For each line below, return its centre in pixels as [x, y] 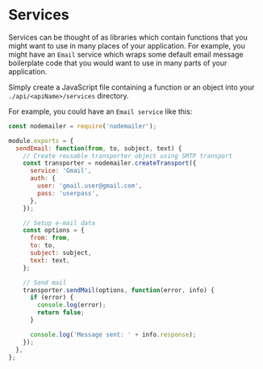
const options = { [54, 231]
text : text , [50, 260]
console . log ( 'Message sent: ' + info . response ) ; [113, 334]
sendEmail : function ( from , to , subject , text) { [99, 148]
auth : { [43, 178]
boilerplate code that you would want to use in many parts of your [118, 63]
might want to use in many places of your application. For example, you [127, 45]
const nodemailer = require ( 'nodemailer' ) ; [83, 126]
